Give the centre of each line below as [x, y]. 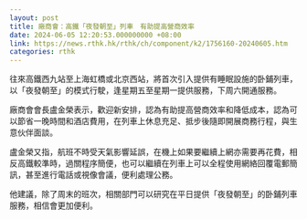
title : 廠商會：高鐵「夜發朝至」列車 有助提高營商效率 [102, 26]
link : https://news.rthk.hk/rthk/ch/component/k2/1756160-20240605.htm [148, 43]
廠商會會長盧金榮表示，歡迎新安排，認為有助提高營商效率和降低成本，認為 [149, 109]
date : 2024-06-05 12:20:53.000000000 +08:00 [95, 35]
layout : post [34, 18]
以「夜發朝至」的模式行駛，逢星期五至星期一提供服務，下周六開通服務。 [145, 90]
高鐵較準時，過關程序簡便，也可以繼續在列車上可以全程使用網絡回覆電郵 [153, 163]
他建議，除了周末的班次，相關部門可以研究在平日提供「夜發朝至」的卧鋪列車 [153, 194]
